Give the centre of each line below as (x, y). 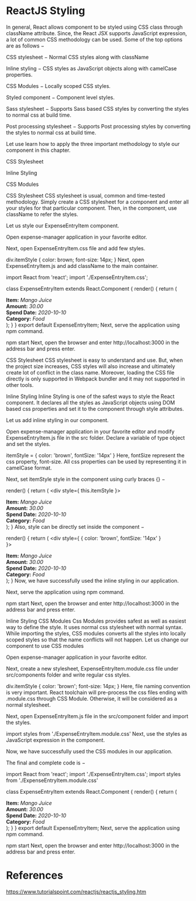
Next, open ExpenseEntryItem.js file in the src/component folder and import (97, 716)
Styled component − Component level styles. (61, 97)
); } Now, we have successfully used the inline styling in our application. (92, 580)
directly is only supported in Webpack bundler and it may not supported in (96, 379)
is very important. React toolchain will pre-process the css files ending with (97, 692)
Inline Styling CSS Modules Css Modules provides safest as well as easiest (96, 621)
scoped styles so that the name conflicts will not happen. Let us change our (97, 640)
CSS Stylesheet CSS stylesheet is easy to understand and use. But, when (94, 360)
